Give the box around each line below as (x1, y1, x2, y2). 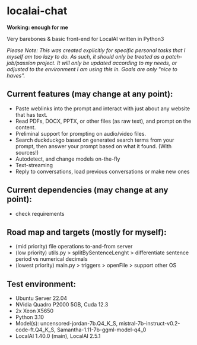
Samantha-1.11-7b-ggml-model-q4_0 (56, 326, 147, 333)
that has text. (15, 111, 48, 118)
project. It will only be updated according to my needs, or (37, 59, 177, 66)
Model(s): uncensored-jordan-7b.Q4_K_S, (15, 320, 118, 327)
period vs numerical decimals (15, 255, 88, 263)
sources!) (15, 149, 39, 156)
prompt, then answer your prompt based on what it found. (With (15, 142, 172, 149)
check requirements (15, 210, 65, 217)
